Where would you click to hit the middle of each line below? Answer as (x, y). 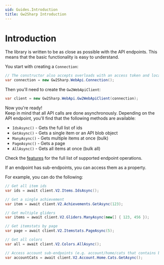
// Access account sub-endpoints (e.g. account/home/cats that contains (81, 253)
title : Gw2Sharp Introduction (36, 14)
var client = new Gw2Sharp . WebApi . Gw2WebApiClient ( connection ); (72, 98)
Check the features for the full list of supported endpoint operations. (74, 158)
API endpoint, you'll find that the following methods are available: (70, 119)
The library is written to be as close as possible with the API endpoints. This (81, 52)
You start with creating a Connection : (42, 67)
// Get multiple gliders (30, 213)
